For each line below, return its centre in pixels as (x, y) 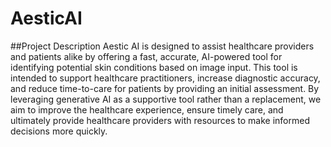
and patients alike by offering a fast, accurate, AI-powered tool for (146, 56)
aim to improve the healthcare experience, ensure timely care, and (147, 109)
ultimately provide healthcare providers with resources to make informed (160, 120)
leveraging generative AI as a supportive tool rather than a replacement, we (166, 99)
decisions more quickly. (59, 131)
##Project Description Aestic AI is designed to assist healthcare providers (162, 46)
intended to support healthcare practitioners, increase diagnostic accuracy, (165, 78)
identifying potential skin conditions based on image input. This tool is (154, 67)
